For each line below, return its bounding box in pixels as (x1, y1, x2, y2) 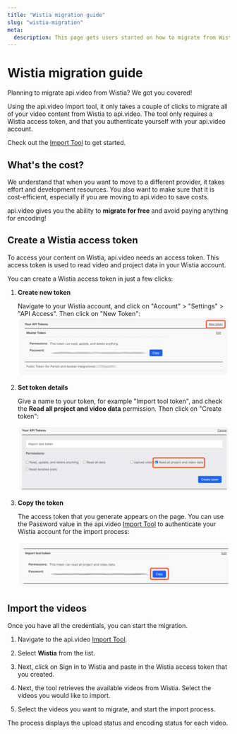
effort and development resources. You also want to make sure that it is (7, 185, 215, 194)
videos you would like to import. (17, 691, 111, 699)
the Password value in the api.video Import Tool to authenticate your (17, 520, 217, 528)
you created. (17, 670, 55, 678)
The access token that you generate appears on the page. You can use (17, 513, 224, 521)
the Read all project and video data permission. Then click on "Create (17, 404, 222, 413)
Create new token (17, 288, 71, 296)
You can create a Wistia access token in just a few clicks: (7, 274, 174, 283)
